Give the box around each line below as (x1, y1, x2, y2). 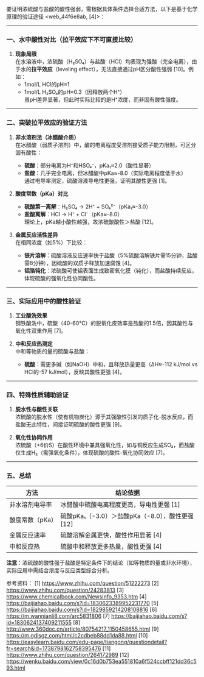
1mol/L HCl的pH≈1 (24, 81, 70, 88)
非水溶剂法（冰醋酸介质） (15, 133, 80, 141)
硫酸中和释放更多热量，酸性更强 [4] (60, 542, 162, 551)
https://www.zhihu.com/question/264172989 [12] (6, 651, 129, 659)
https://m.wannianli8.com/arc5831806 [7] (6, 612, 110, 620)
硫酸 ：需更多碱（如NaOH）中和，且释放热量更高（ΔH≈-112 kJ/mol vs (24, 360, 198, 367)
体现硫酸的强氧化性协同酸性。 (24, 274, 99, 282)
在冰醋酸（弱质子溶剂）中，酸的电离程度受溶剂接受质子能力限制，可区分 (15, 141, 196, 148)
